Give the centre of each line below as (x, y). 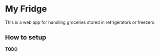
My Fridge (26, 9)
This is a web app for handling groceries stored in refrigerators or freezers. (80, 22)
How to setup (26, 37)
